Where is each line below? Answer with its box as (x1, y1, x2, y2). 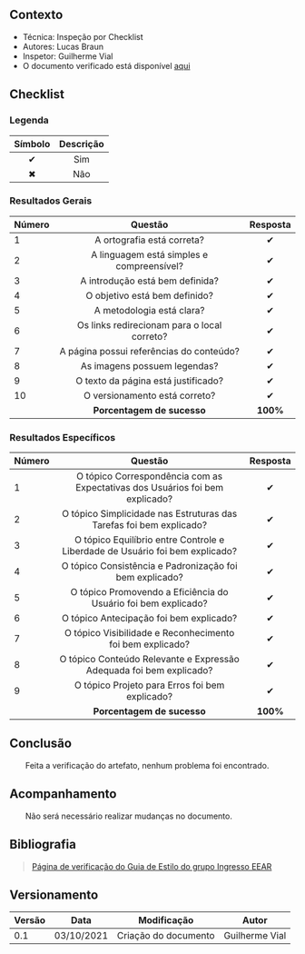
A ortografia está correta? (94, 234, 205, 246)
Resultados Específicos (9, 431, 116, 443)
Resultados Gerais (9, 194, 93, 207)
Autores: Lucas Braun (22, 41, 104, 52)
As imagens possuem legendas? (80, 359, 219, 372)
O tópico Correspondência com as (76, 470, 223, 482)
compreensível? (115, 259, 184, 272)
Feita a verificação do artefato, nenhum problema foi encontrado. (25, 760, 270, 770)
